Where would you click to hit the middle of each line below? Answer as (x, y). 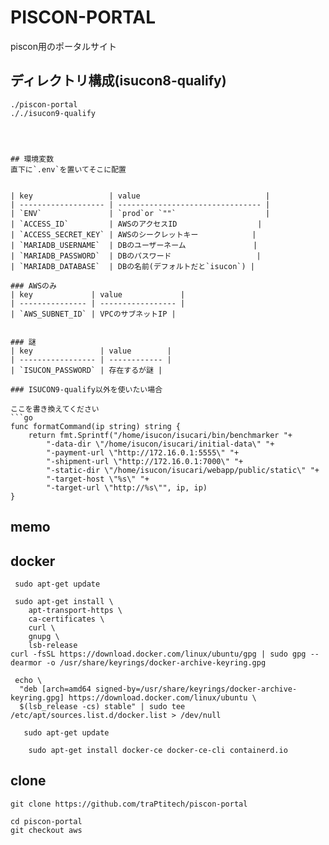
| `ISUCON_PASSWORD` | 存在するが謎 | (86, 370)
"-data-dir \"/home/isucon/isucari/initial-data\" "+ (160, 444)
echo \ (28, 680)
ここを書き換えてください (55, 409)
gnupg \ (44, 636)
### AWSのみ (33, 286)
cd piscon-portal (46, 821)
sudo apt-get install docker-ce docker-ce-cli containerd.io (158, 750)
